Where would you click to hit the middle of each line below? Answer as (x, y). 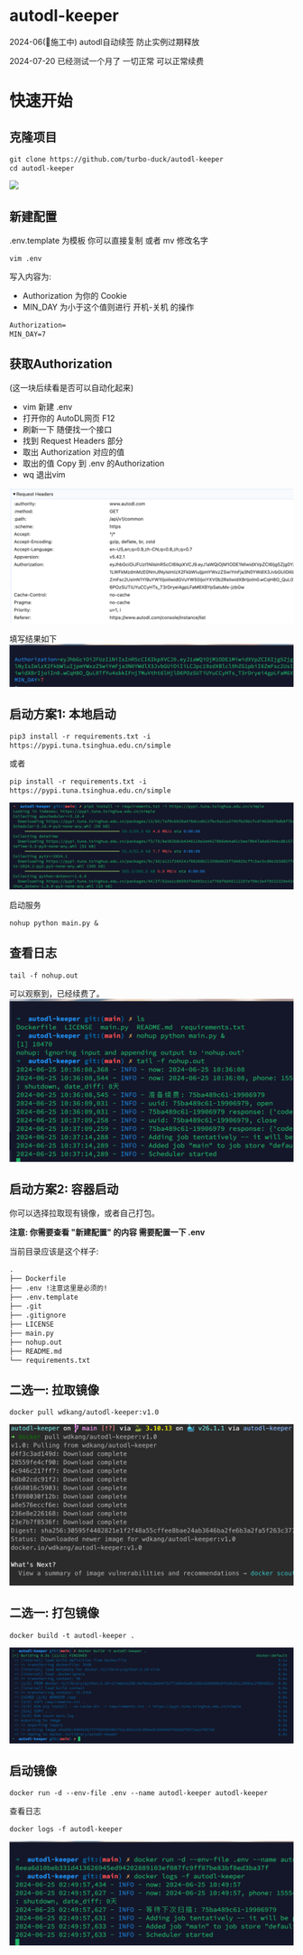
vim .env (26, 258)
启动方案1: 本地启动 (63, 714)
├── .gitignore (38, 1315)
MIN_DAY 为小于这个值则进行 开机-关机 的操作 (108, 307)
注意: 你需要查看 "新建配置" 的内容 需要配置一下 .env (107, 1232)
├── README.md (36, 1351)
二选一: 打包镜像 (54, 1613)
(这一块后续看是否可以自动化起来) (72, 387)
